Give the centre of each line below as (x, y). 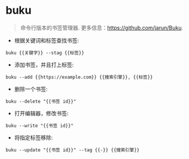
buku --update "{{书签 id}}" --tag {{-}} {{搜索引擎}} (73, 150)
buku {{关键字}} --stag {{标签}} (45, 53)
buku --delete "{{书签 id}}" (41, 101)
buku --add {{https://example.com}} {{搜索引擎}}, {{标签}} (79, 77)
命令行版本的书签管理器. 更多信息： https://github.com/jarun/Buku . (102, 27)
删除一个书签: (31, 89)
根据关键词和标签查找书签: (46, 40)
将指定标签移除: (33, 137)
